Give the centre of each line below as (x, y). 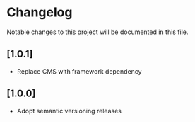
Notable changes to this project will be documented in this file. (97, 32)
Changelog (40, 12)
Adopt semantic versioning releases (69, 111)
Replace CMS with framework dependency (79, 71)
